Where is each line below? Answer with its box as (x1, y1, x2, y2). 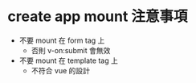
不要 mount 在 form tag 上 (18, 35, 105, 45)
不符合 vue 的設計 (31, 65, 90, 75)
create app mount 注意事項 (7, 7, 188, 26)
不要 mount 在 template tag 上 (18, 56, 118, 65)
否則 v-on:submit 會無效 (31, 45, 111, 55)
